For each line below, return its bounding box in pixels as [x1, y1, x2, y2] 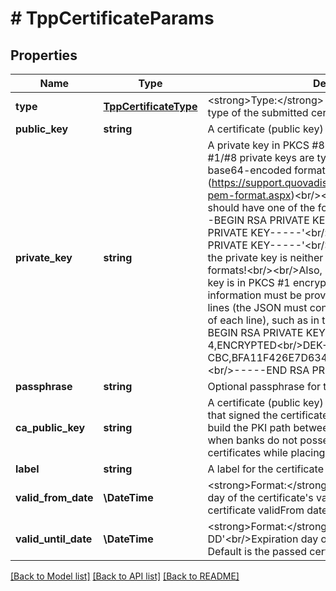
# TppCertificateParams [10, 7, 215, 30]
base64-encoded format [207, 163, 326, 177]
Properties [10, 47, 78, 64]
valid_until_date [15, 532, 93, 546]
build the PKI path [207, 421, 292, 434]
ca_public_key [15, 421, 86, 434]
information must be [207, 288, 303, 302]
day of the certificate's [207, 491, 314, 504]
